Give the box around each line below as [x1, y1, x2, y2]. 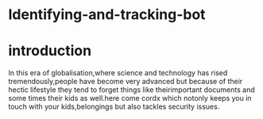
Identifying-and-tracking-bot [8, 6, 206, 24]
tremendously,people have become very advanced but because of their [8, 77, 243, 86]
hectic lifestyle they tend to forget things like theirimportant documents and [8, 85, 256, 94]
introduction [8, 42, 92, 60]
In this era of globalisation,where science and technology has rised [8, 68, 228, 78]
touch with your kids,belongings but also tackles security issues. [8, 102, 220, 112]
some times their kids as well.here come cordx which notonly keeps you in [8, 94, 252, 103]
